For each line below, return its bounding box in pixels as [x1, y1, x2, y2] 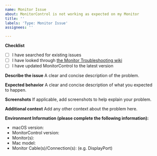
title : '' [5, 16, 25, 21]
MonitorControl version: [12, 130, 59, 136]
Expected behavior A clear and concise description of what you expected [5, 82, 153, 88]
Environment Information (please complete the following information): [5, 115, 149, 121]
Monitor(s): [12, 135, 35, 141]
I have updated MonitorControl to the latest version [12, 63, 114, 69]
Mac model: [12, 140, 36, 146]
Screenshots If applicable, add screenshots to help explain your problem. [5, 96, 152, 102]
